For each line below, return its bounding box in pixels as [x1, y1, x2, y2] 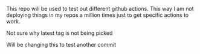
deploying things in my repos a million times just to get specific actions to [6, 11, 189, 19]
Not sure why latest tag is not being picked [6, 29, 113, 37]
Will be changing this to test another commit [6, 41, 117, 48]
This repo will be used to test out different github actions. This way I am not [6, 5, 195, 12]
